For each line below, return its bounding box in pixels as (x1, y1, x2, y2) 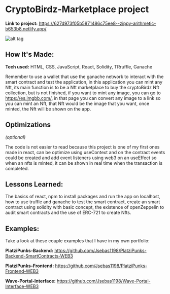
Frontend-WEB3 (5, 268, 39, 274)
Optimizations (5, 121, 51, 129)
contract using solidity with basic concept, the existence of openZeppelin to (5, 204, 164, 210)
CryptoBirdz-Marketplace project (5, 4, 149, 15)
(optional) (5, 134, 26, 140)
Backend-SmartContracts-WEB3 (5, 253, 74, 259)
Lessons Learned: (5, 180, 63, 189)
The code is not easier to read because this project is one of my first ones (5, 143, 160, 150)
